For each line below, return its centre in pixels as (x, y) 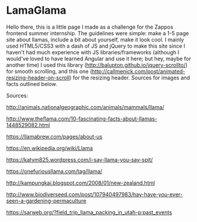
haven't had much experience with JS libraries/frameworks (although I (93, 52)
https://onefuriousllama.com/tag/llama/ (54, 171)
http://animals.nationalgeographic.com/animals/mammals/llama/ (85, 107)
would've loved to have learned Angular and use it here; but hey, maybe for (98, 58)
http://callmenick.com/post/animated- (138, 71)
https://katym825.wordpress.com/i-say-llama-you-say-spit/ (80, 159)
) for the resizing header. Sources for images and (130, 78)
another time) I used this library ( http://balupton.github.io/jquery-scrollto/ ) (97, 65)
